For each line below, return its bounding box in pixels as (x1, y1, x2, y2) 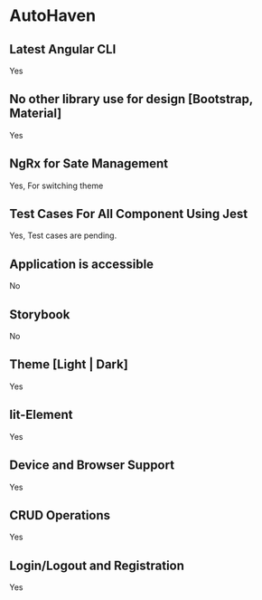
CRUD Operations (9, 508, 111, 523)
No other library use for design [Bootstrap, (9, 91, 253, 107)
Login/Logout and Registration (9, 557, 185, 573)
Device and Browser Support (9, 458, 174, 473)
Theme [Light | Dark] (9, 357, 128, 372)
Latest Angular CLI (9, 42, 117, 57)
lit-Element (9, 407, 73, 423)
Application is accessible (9, 256, 154, 271)
